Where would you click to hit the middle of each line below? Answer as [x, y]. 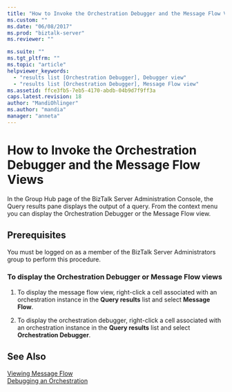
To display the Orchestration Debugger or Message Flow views [115, 277]
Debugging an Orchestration [48, 380]
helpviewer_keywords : [38, 71]
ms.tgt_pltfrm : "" [33, 58]
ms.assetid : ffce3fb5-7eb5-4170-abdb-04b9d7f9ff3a [81, 91]
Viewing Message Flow [40, 373]
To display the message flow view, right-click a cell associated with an [117, 292]
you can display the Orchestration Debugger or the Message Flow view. [109, 213]
